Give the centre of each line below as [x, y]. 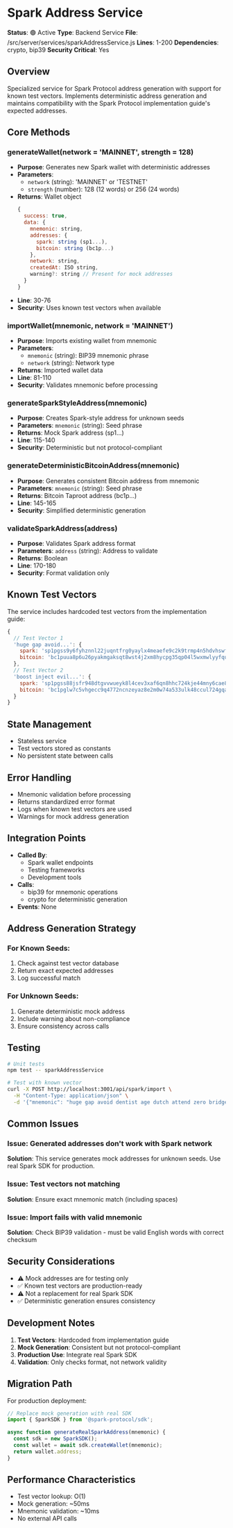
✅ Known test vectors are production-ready [80, 1286]
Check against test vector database [68, 963]
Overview [29, 72]
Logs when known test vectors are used [74, 809]
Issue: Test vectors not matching [64, 1184]
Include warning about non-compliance [74, 1018]
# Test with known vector [44, 1083]
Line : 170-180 [37, 565]
